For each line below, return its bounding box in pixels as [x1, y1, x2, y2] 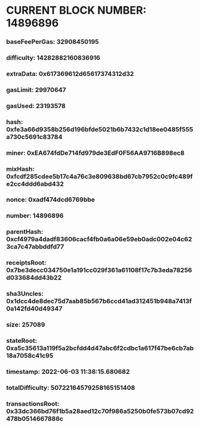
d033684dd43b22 [6, 274, 61, 282]
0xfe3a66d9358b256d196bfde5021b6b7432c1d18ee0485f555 [6, 125, 193, 133]
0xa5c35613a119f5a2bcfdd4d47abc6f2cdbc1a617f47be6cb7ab [6, 344, 194, 352]
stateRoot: [6, 337, 38, 345]
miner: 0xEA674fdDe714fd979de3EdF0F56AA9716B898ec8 [6, 149, 185, 157]
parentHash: [6, 228, 44, 236]
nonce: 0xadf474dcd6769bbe [6, 195, 96, 204]
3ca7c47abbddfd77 [6, 242, 64, 251]
